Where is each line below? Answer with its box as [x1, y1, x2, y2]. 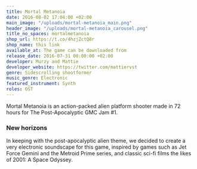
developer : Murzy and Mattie [6, 58, 79, 64]
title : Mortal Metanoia [6, 8, 66, 15]
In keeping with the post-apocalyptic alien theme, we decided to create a [6, 137, 186, 145]
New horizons [6, 123, 48, 132]
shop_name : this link [6, 42, 60, 48]
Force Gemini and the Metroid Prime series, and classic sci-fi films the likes [6, 150, 192, 157]
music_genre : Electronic [6, 75, 68, 81]
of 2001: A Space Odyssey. [6, 156, 73, 164]
